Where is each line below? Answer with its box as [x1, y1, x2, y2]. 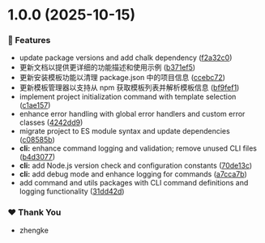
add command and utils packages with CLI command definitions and [19, 178, 249, 188]
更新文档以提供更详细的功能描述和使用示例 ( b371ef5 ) [19, 62, 196, 72]
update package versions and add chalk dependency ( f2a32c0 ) [19, 53, 233, 62]
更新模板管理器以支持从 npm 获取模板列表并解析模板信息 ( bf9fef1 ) [19, 83, 240, 92]
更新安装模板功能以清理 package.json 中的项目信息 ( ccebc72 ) [19, 73, 226, 83]
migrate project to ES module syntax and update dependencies [19, 126, 230, 136]
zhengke [19, 225, 49, 235]
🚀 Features [7, 35, 51, 46]
